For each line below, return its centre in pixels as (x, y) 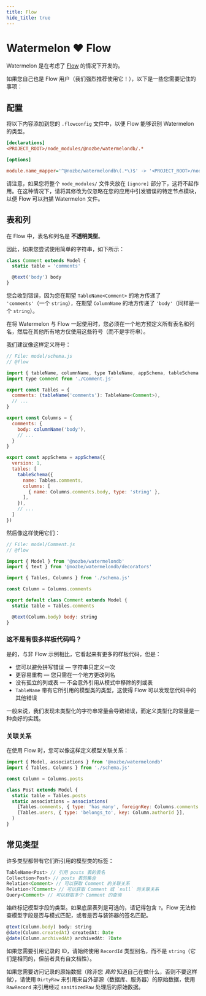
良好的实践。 (28, 718)
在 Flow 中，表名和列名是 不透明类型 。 (55, 236)
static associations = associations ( (60, 801)
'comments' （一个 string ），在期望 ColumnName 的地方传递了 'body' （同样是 (100, 303)
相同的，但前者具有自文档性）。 (56, 959)
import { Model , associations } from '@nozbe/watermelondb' (85, 762)
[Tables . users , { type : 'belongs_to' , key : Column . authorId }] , (101, 813)
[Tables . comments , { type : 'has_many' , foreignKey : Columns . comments (108, 807)
